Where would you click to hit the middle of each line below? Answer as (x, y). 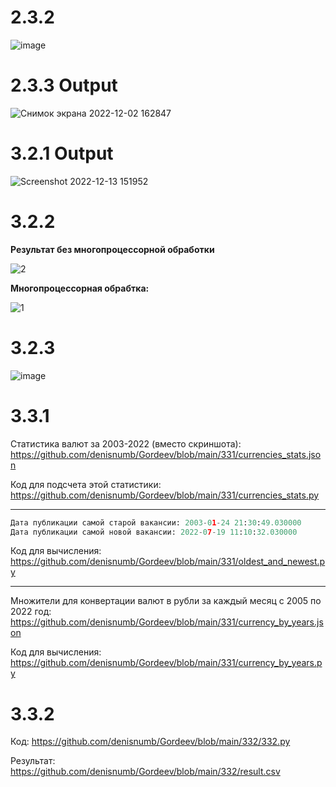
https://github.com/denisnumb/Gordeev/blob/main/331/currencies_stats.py (165, 495)
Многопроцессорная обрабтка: (80, 288)
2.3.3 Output (64, 85)
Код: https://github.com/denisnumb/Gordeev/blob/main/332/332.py (150, 742)
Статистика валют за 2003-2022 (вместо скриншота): (126, 443)
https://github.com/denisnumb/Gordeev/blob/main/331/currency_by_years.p (166, 663)
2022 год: (31, 612)
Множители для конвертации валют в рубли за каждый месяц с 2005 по (166, 601)
